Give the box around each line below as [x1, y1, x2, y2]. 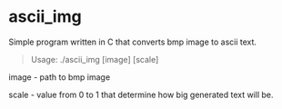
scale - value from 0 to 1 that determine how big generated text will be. [8, 89, 274, 100]
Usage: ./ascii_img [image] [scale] [30, 54, 159, 64]
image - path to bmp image [8, 71, 111, 83]
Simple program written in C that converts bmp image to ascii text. [8, 36, 257, 47]
